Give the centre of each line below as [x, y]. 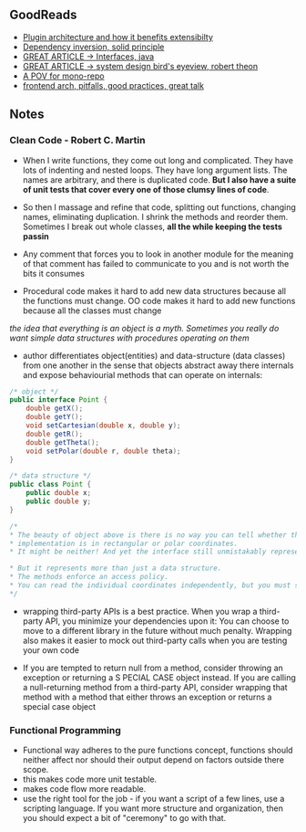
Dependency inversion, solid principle [93, 47]
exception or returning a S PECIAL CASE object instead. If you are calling [159, 677]
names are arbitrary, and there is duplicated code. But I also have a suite [159, 179]
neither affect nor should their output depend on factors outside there [153, 760]
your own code [51, 650]
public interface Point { [58, 400]
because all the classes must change [92, 311]
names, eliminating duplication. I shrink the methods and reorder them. [155, 216]
